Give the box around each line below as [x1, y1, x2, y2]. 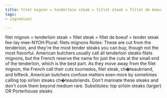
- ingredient [5, 16, 32, 21]
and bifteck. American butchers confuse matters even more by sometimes [5, 72, 158, 78]
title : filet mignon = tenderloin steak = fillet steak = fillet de [5, 7, 150, 12]
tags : [5, 12, 16, 17]
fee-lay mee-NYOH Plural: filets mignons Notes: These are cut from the [5, 40, 152, 46]
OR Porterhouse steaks [5, 88, 53, 94]
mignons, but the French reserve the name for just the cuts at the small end [5, 55, 160, 61]
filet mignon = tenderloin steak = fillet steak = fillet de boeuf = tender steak [5, 34, 159, 40]
